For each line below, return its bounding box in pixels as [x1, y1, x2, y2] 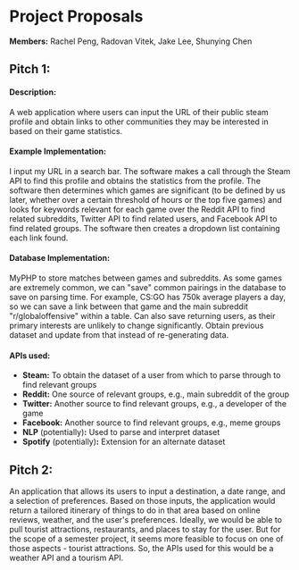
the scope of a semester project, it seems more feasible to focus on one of [9, 533, 284, 544]
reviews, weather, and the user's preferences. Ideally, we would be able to [9, 514, 283, 524]
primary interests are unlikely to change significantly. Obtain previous [9, 320, 264, 331]
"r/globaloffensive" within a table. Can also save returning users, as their [9, 310, 276, 321]
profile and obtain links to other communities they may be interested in [9, 116, 270, 127]
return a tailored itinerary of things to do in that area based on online [9, 505, 261, 516]
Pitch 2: [9, 462, 54, 477]
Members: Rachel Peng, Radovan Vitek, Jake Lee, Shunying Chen [9, 36, 253, 46]
